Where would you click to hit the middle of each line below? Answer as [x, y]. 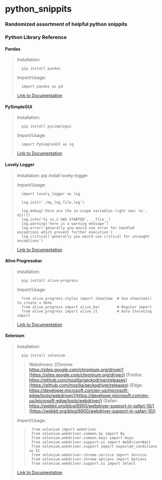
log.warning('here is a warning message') [65, 223]
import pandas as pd [42, 87]
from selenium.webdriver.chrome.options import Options [89, 459]
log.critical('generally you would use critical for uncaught [86, 236]
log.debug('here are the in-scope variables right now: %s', [85, 211]
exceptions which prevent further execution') [65, 232]
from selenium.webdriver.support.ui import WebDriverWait [91, 442]
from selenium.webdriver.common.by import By [78, 434]
